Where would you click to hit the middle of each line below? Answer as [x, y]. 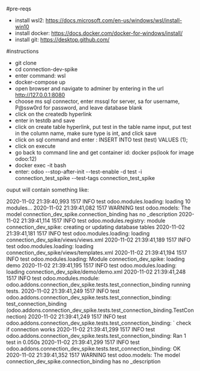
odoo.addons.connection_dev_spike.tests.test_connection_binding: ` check [99, 323]
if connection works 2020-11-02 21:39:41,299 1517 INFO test [80, 329]
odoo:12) [26, 159]
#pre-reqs [19, 9]
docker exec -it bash [41, 165]
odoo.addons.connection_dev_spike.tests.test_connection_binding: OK [94, 348]
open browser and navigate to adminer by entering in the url [89, 89]
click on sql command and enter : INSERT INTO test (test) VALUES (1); [101, 140]
